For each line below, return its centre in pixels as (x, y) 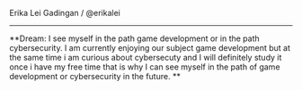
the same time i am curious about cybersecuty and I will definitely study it (146, 57)
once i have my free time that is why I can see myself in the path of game (145, 67)
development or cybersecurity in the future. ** (95, 76)
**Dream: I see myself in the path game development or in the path (135, 38)
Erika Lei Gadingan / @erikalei (65, 13)
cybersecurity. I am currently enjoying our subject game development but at (150, 48)
